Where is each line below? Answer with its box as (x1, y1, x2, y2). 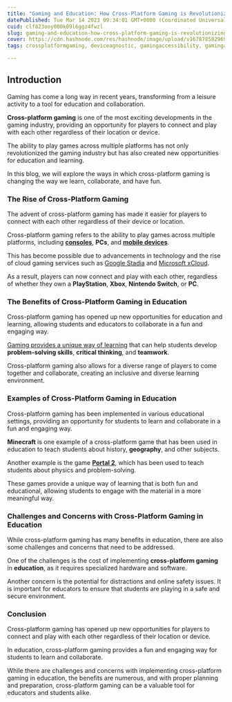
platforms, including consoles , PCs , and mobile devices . (7, 238, 170, 247)
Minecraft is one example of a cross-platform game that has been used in (7, 437, 217, 446)
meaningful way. (7, 493, 55, 502)
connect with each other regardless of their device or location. (7, 218, 185, 226)
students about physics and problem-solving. (7, 466, 137, 474)
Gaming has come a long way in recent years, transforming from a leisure (7, 92, 216, 100)
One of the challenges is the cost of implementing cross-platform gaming (7, 556, 219, 565)
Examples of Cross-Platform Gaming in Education (7, 394, 177, 403)
